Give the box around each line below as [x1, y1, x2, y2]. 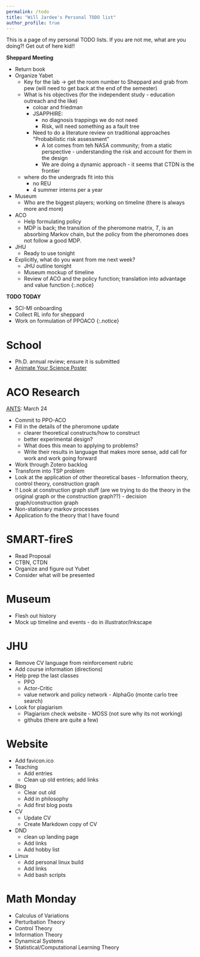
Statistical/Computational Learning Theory [14, 943, 119, 950]
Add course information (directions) [14, 665, 103, 673]
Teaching [14, 763, 38, 771]
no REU [32, 180, 51, 187]
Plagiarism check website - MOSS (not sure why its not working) [23, 710, 183, 717]
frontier [41, 167, 60, 174]
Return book [14, 66, 46, 73]
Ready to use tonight [23, 250, 75, 257]
